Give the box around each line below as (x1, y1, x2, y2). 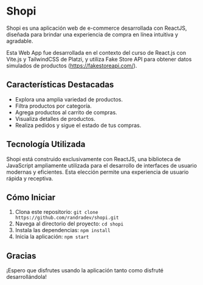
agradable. (6, 37, 33, 44)
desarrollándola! (6, 273, 47, 281)
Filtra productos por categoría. (15, 102, 92, 109)
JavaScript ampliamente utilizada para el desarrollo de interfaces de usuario (6, 162, 198, 169)
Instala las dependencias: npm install (15, 227, 111, 234)
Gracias (6, 250, 36, 261)
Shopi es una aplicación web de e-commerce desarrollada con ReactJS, (6, 24, 187, 32)
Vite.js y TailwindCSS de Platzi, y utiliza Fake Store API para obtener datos (6, 55, 192, 63)
